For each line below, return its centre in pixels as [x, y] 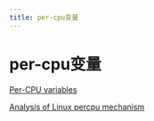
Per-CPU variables [43, 89]
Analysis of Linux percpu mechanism [77, 107]
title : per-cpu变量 [44, 17]
